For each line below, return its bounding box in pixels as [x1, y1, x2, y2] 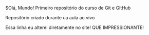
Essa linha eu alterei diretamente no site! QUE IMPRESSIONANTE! [5, 24, 144, 30]
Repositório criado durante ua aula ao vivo [5, 15, 95, 20]
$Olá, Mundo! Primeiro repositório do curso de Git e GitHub [5, 5, 131, 11]
